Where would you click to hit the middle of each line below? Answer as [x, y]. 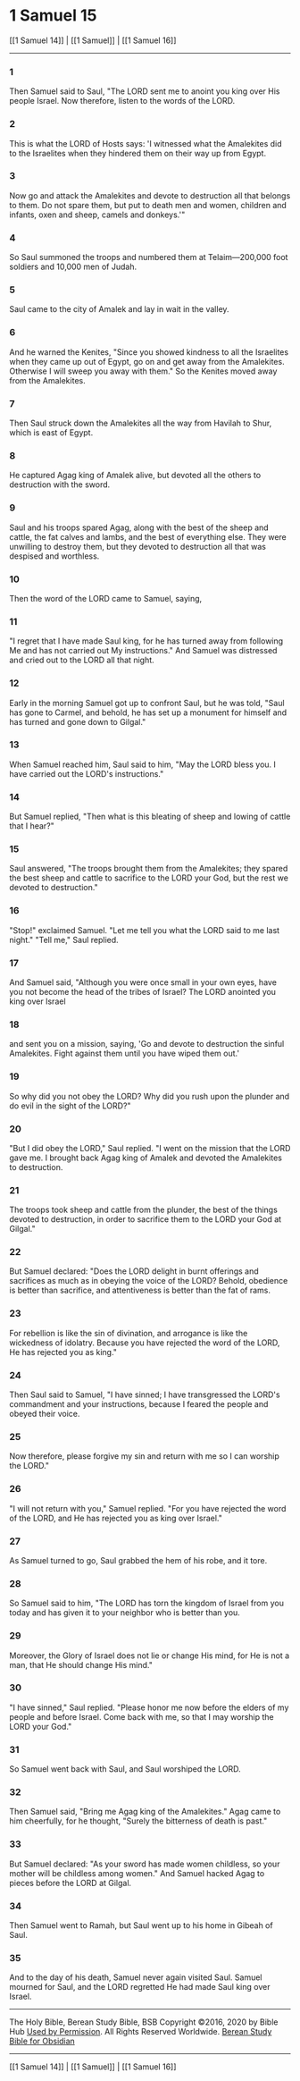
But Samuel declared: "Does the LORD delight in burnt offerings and [134, 1271]
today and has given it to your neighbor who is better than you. [125, 1613]
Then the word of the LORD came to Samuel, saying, [106, 598]
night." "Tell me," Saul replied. [64, 939]
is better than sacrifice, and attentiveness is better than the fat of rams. [140, 1290]
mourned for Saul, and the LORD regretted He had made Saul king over [140, 1987]
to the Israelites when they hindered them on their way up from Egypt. [137, 153]
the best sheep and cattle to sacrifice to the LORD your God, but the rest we [149, 878]
